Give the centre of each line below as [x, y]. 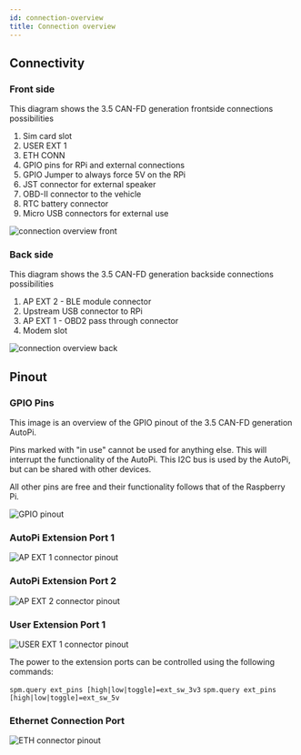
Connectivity [47, 63]
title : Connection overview [63, 26]
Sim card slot [47, 136]
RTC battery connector [65, 204]
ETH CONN [44, 156]
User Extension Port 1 [58, 624]
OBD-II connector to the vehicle [82, 194]
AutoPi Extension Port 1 [62, 538]
